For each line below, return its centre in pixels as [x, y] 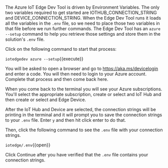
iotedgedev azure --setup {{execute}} [44, 59]
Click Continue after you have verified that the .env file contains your [77, 155]
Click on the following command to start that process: [61, 49]
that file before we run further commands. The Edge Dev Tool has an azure [83, 29]
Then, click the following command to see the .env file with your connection [84, 130]
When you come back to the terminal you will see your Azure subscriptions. [84, 89]
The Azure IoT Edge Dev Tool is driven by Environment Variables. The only [82, 7]
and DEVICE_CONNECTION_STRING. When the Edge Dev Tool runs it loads [83, 18]
